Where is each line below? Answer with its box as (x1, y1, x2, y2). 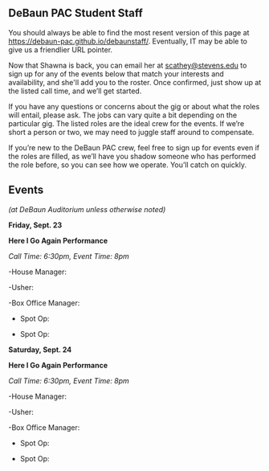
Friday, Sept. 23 (8, 220, 63, 230)
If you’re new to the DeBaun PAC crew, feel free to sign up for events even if (8, 142, 260, 152)
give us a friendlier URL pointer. (8, 44, 113, 55)
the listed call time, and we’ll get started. (8, 86, 142, 96)
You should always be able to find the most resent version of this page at (8, 27, 250, 37)
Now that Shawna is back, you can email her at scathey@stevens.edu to (8, 60, 247, 70)
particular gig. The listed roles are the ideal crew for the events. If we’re (8, 118, 245, 128)
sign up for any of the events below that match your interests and (8, 68, 225, 79)
